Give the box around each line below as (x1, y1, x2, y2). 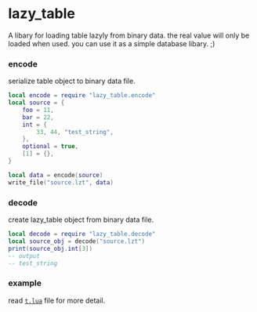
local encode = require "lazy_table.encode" (8, 92, 156, 100)
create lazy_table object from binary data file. (8, 215, 154, 224)
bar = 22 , (22, 113, 55, 122)
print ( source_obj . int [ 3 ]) (8, 245, 92, 252)
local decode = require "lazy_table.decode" (8, 230, 156, 238)
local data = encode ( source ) (8, 171, 103, 179)
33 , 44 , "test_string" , (36, 128, 114, 136)
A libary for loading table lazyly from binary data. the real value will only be (8, 31, 250, 40)
